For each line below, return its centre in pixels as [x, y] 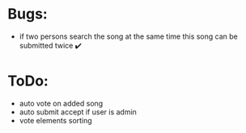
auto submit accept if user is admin [78, 112]
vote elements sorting [55, 120]
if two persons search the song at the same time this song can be [128, 36]
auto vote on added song [61, 103]
